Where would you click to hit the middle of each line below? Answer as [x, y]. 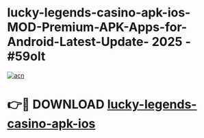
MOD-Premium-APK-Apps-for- [97, 27]
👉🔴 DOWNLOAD [56, 105]
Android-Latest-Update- [78, 42]
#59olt [26, 57]
